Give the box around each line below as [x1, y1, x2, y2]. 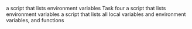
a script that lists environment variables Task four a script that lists [6, 5, 166, 11]
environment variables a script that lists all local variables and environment [6, 11, 186, 18]
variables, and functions [6, 17, 64, 23]
